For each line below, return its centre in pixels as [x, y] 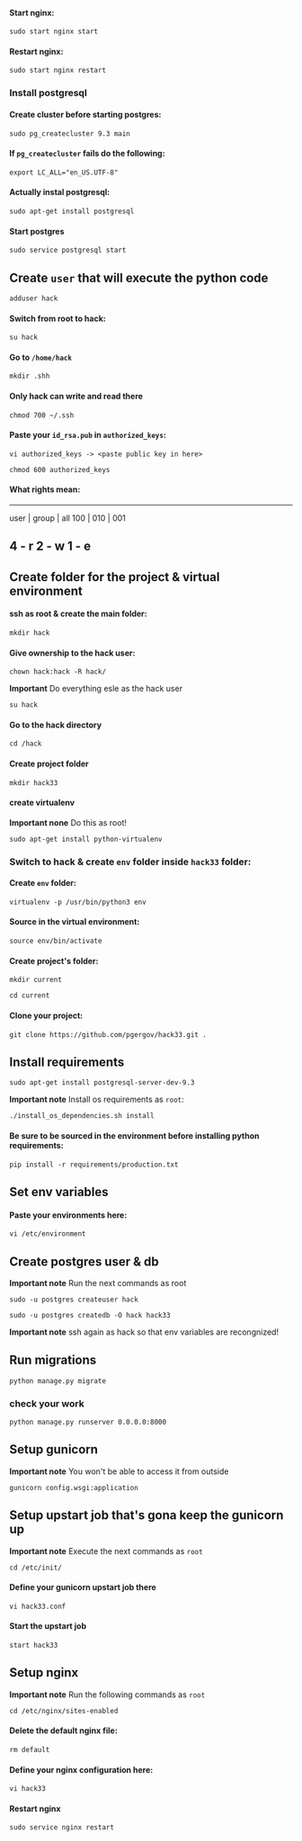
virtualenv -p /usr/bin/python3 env [78, 902]
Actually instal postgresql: [60, 192]
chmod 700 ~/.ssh [42, 415]
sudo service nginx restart [62, 1828]
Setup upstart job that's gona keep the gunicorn [147, 1515]
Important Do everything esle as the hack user [96, 689]
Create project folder [49, 764]
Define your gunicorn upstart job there [83, 1587]
